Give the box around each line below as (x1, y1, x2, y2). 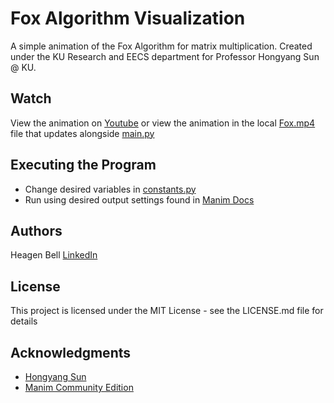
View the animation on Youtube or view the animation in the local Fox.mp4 (10, 117, 316, 129)
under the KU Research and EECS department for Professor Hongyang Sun (10, 50, 320, 62)
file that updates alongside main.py (10, 127, 155, 139)
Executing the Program (10, 157, 157, 174)
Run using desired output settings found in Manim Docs (24, 193, 255, 206)
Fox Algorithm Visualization (10, 7, 246, 30)
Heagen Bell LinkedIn (10, 249, 98, 261)
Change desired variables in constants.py (24, 183, 197, 195)
